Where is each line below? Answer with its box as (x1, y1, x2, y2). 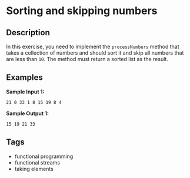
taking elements (14, 165, 54, 172)
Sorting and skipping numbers (6, 4, 158, 18)
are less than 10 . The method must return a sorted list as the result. (6, 56, 169, 62)
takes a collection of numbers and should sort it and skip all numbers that (6, 49, 184, 56)
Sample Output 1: (6, 110, 49, 117)
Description (6, 28, 50, 38)
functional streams (14, 159, 61, 166)
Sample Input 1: (6, 88, 45, 95)
